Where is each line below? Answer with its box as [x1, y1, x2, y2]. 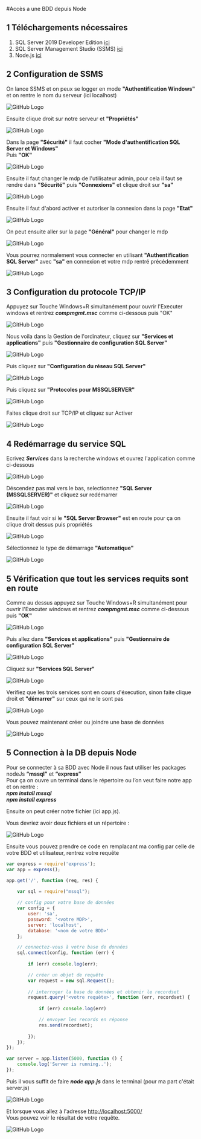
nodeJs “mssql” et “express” [6, 770, 81, 777]
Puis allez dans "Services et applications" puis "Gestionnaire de [6, 635, 170, 643]
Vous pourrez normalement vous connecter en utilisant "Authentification [6, 251, 189, 259]
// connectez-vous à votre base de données [17, 944, 129, 950]
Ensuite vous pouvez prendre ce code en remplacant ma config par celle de [6, 843, 195, 850]
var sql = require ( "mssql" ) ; [17, 889, 91, 895]
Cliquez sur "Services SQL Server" [6, 665, 95, 673]
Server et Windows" [6, 144, 59, 152]
